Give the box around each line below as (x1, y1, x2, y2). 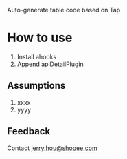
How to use (7, 30, 73, 45)
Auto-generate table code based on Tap (7, 6, 121, 14)
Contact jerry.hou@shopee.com (7, 144, 97, 152)
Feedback (7, 125, 51, 137)
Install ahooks (16, 52, 57, 61)
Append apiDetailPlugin (16, 60, 84, 68)
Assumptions (7, 80, 66, 92)
